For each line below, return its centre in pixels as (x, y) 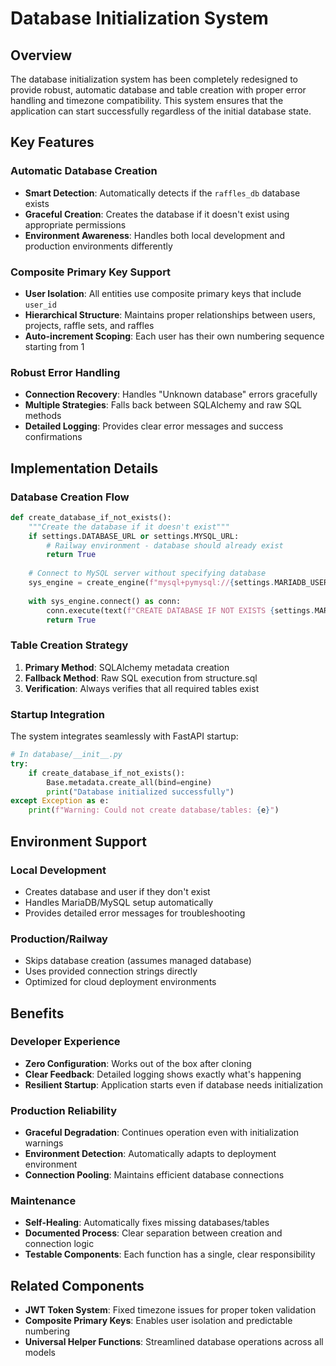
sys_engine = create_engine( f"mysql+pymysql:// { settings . (151, 583)
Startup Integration (57, 714)
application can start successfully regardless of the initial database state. (161, 111)
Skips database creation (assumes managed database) (138, 961)
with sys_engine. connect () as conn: (105, 601)
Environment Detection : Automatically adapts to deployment (150, 1154)
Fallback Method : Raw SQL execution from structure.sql (141, 678)
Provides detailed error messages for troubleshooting (135, 913)
